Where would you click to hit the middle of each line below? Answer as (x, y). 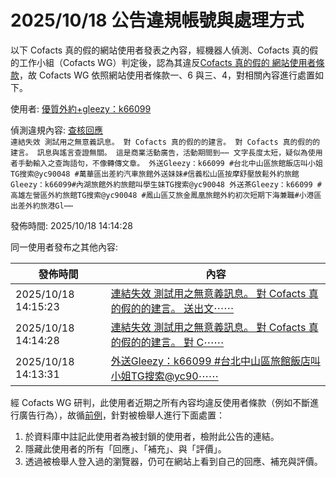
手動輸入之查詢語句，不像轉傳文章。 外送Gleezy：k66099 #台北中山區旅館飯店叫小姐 (170, 163)
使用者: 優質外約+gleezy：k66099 (81, 108)
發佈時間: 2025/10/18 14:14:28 (71, 225)
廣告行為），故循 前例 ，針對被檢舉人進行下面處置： (121, 415)
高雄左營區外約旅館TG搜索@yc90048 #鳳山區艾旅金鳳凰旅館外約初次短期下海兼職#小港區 (166, 195)
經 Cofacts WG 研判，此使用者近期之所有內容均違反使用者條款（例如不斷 (160, 402)
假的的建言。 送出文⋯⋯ (177, 308)
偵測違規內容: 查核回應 (56, 130)
